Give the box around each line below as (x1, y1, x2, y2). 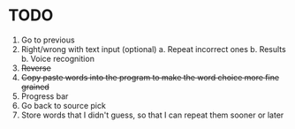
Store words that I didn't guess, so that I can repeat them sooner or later (20, 110, 284, 120)
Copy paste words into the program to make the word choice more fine (20, 72, 280, 82)
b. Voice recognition (20, 53, 95, 64)
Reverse (20, 63, 52, 73)
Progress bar (20, 90, 69, 102)
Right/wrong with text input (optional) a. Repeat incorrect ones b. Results (20, 43, 286, 54)
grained (20, 81, 49, 92)
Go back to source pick (20, 100, 107, 110)
